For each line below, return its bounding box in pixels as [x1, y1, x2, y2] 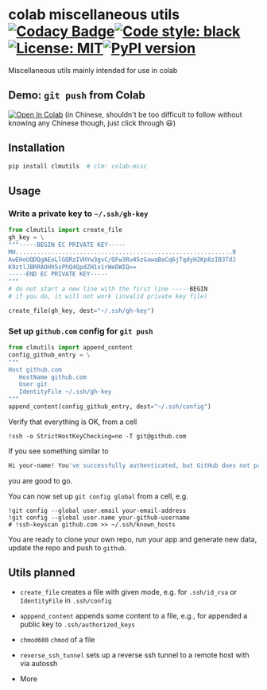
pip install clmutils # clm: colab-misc [8, 162, 148, 170]
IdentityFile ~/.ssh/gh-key [18, 387, 112, 396]
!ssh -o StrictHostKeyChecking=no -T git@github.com [8, 432, 187, 440]
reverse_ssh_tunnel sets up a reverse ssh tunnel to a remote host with [19, 650, 250, 660]
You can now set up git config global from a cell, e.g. [8, 491, 188, 501]
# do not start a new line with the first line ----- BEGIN [8, 285, 208, 293]
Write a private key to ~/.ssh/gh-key [8, 208, 149, 219]
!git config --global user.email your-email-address [8, 507, 187, 515]
